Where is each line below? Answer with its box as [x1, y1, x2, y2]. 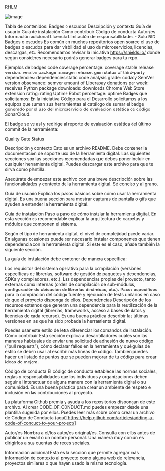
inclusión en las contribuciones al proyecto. [5, 390, 94, 395]
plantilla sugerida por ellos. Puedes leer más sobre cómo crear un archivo [5, 409, 155, 415]
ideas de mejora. [5, 359, 39, 364]
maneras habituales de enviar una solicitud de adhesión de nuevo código [5, 338, 154, 344]
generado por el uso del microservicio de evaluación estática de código [5, 106, 151, 112]
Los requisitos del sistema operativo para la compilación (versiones [5, 266, 142, 271]
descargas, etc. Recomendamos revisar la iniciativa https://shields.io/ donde [5, 49, 160, 55]
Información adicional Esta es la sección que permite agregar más [5, 450, 139, 455]
